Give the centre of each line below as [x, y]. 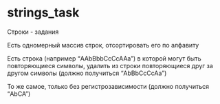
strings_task [43, 13]
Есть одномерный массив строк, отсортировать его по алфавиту [103, 45]
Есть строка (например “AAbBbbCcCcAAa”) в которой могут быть [104, 58]
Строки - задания [33, 32]
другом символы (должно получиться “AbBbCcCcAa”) [87, 73]
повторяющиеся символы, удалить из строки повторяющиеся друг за [110, 65]
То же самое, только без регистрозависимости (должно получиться [108, 86]
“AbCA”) [19, 94]
